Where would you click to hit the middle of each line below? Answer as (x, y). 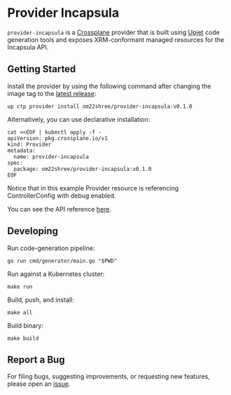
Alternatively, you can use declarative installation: (79, 119)
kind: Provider (29, 144)
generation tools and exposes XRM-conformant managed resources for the (116, 39)
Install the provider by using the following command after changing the (109, 86)
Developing (33, 231)
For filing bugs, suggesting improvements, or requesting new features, (109, 377)
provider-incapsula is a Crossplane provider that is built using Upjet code (114, 32)
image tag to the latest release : (52, 93)
